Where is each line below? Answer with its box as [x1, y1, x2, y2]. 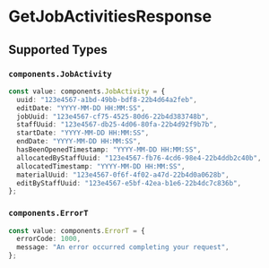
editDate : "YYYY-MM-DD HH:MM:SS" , [16, 103, 145, 113]
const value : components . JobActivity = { [8, 87, 166, 96]
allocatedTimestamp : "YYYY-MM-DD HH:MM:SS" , [16, 161, 186, 171]
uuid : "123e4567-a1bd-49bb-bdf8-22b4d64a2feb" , [16, 95, 198, 104]
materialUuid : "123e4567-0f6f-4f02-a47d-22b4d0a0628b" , [16, 170, 230, 179]
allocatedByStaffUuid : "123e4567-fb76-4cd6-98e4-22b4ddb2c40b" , [16, 153, 262, 162]
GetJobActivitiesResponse [8, 6, 213, 27]
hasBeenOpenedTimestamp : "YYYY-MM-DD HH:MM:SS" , [16, 145, 202, 154]
